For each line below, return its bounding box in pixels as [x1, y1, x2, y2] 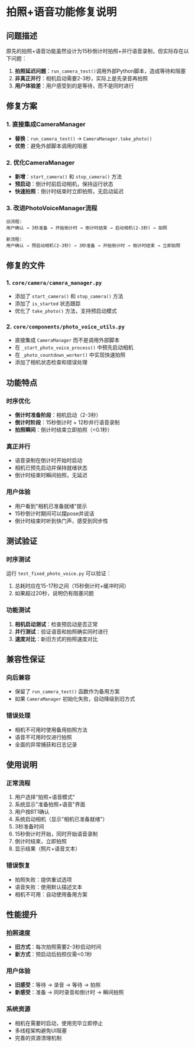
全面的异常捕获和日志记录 [14, 741, 77, 748]
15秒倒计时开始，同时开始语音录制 [14, 830, 98, 837]
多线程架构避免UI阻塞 [14, 1027, 67, 1034]
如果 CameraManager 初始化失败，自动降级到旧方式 [14, 695, 135, 703]
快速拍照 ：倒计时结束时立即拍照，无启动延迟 [14, 187, 124, 195]
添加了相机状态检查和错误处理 [14, 358, 87, 366]
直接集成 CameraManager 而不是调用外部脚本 [14, 337, 120, 344]
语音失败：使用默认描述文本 [14, 883, 83, 891]
